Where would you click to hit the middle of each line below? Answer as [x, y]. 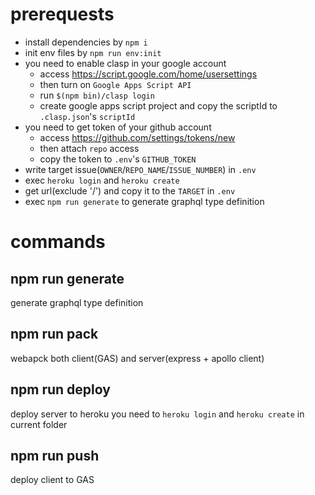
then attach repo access [89, 148]
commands [58, 242]
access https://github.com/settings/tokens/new [137, 137]
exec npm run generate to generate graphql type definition [144, 201]
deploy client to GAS [52, 480]
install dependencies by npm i [86, 42]
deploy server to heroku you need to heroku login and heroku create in [157, 414]
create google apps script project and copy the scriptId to [158, 105]
